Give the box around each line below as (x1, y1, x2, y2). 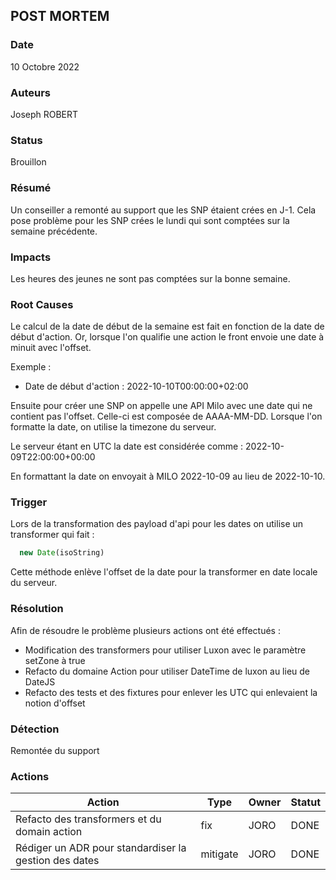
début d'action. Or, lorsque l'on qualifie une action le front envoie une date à (10, 331, 325, 343)
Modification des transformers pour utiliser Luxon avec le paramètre (24, 644, 307, 656)
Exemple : (10, 361, 52, 373)
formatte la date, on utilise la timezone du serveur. (10, 421, 217, 433)
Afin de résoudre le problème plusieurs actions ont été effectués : (10, 624, 281, 636)
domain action (15, 825, 83, 839)
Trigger (10, 495, 48, 509)
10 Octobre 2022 (10, 60, 80, 73)
